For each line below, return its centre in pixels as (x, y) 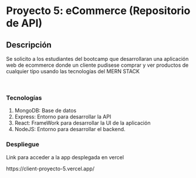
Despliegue (23, 145)
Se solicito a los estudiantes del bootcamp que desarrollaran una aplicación (97, 59)
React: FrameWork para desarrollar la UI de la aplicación (82, 123)
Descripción (29, 45)
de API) (24, 23)
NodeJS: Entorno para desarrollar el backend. (70, 129)
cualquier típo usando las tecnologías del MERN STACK (73, 71)
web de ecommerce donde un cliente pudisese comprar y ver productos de (97, 65)
